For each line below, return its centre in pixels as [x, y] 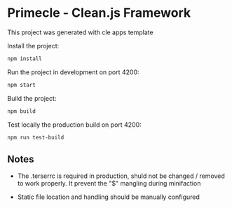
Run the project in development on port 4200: [73, 72]
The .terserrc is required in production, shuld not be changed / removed [121, 176]
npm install [25, 58]
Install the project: [33, 46]
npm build [22, 111]
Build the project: [32, 98]
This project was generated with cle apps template [80, 32]
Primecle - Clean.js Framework [99, 13]
